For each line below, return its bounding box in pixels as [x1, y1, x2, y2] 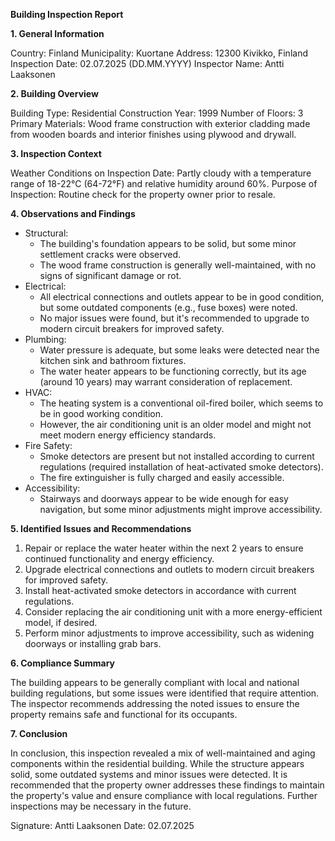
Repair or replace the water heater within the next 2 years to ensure [24, 542, 304, 554]
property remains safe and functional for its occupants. [10, 709, 238, 720]
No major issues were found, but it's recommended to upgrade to [39, 312, 310, 324]
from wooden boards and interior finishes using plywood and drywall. [10, 129, 297, 140]
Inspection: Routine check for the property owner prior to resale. [10, 189, 276, 200]
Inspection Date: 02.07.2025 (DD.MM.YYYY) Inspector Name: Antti [10, 58, 285, 69]
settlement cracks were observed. [39, 249, 182, 260]
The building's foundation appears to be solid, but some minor [39, 238, 297, 249]
